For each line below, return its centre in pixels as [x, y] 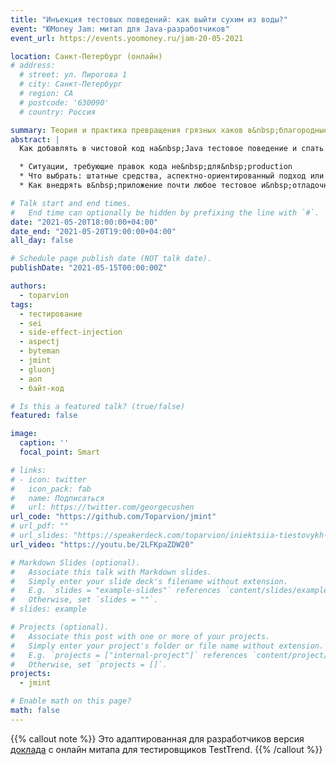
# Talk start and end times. [71, 203]
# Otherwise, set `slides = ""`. [84, 600]
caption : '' [44, 443]
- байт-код [42, 388]
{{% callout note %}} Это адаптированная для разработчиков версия [157, 738]
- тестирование [51, 314]
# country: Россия [58, 112]
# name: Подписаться [57, 498]
